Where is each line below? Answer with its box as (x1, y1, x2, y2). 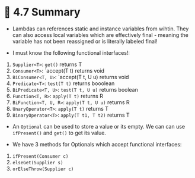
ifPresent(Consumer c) (12, 153, 69, 160)
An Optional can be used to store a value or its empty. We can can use (12, 123, 186, 130)
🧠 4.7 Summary (4, 5, 81, 19)
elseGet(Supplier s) (12, 160, 63, 165)
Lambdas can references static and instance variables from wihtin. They (12, 25, 189, 32)
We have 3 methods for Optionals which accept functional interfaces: (12, 140, 182, 148)
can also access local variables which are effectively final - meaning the (12, 31, 188, 38)
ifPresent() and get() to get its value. (12, 129, 106, 136)
